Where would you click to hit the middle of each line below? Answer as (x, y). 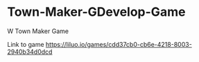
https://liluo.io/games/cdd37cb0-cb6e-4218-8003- (119, 44)
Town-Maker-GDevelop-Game (96, 12)
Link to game (26, 44)
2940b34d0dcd (30, 52)
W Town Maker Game (38, 31)
